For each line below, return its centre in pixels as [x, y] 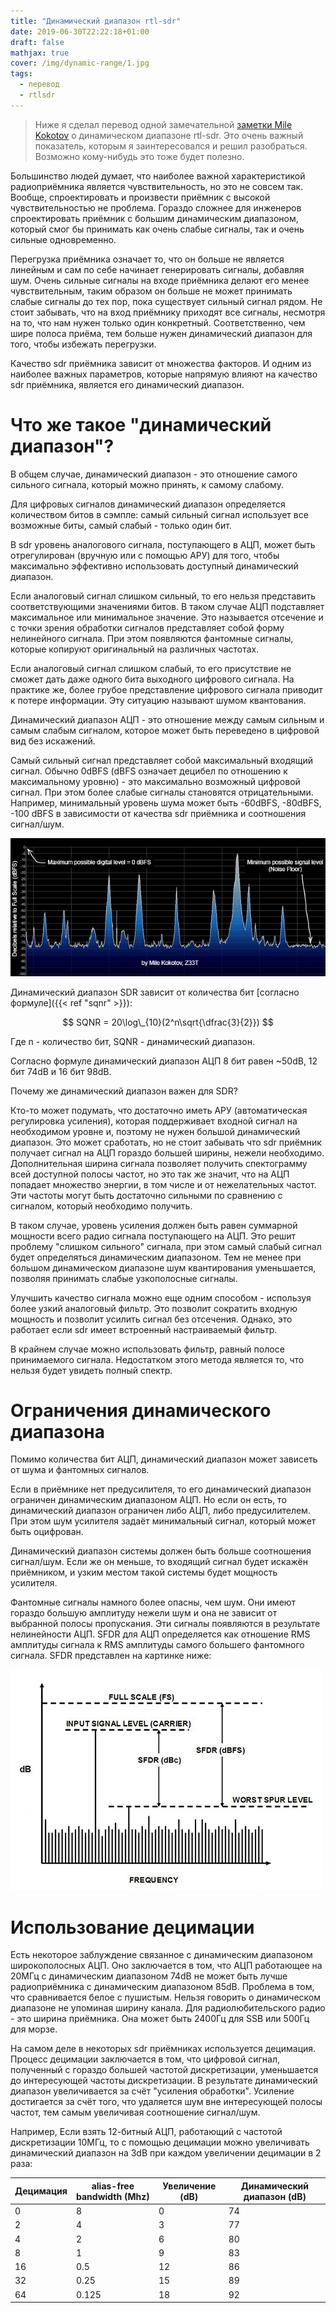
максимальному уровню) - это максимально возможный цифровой [155, 781]
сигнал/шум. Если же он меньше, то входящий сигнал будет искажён [159, 1562]
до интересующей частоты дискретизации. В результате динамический [164, 2081]
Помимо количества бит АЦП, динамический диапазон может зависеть [164, 1459]
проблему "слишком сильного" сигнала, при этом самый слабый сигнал [166, 1246]
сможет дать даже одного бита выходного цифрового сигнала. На [152, 679]
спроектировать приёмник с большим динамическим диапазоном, [154, 218]
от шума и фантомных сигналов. [80, 1470]
